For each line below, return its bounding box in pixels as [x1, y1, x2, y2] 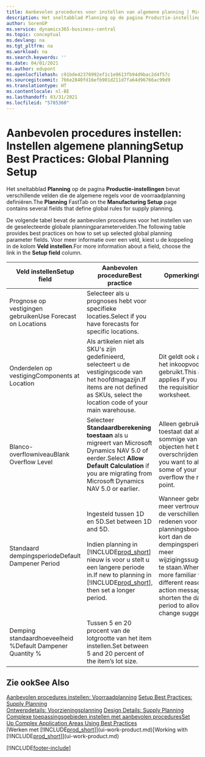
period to [158, 601, 185, 609]
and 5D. [86, 524, 110, 533]
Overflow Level [9, 457, 53, 466]
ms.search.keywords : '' [6, 54, 67, 60]
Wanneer [158, 494, 185, 502]
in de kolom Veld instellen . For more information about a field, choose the [6, 242, 191, 250]
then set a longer [86, 585, 135, 594]
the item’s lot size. [86, 657, 138, 665]
